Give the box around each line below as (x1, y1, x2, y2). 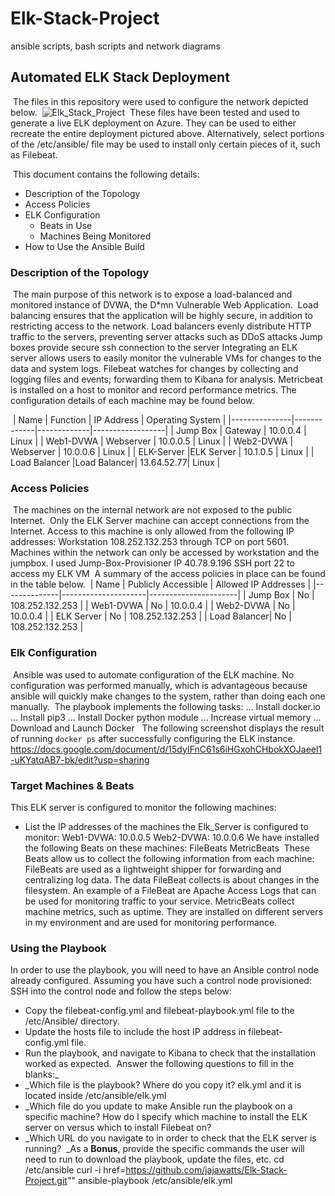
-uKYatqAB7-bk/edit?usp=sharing (10, 753, 150, 766)
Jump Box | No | (248, 589, 315, 601)
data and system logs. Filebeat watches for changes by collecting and (10, 363, 299, 375)
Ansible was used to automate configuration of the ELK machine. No (12, 668, 295, 681)
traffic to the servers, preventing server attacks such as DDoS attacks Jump (10, 331, 323, 343)
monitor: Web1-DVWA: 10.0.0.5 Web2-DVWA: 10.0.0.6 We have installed (24, 831, 320, 843)
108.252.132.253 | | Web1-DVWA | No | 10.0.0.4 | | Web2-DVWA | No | (10, 600, 296, 612)
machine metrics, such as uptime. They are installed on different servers (24, 905, 324, 917)
